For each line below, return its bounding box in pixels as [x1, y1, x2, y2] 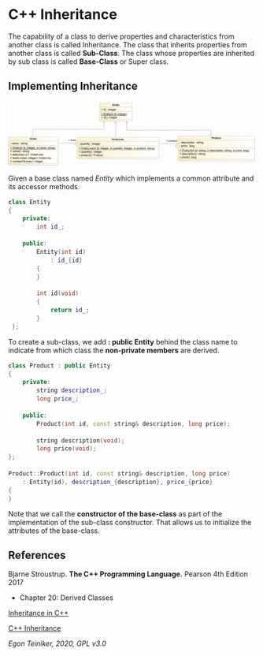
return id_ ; [50, 306, 90, 315]
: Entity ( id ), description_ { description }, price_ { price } [22, 478, 213, 486]
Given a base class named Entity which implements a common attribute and [8, 173, 254, 183]
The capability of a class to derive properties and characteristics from [8, 32, 235, 41]
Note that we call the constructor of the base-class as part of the [8, 509, 223, 518]
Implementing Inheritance [8, 80, 138, 93]
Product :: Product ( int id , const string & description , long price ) [8, 470, 231, 478]
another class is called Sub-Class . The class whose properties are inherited [8, 48, 254, 58]
